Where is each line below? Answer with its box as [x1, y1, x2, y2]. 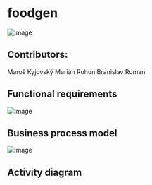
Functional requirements [7, 88, 118, 100]
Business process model [7, 127, 118, 139]
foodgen [7, 5, 58, 21]
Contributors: [7, 49, 68, 61]
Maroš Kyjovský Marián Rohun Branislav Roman [7, 67, 146, 76]
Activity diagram [7, 166, 82, 178]
